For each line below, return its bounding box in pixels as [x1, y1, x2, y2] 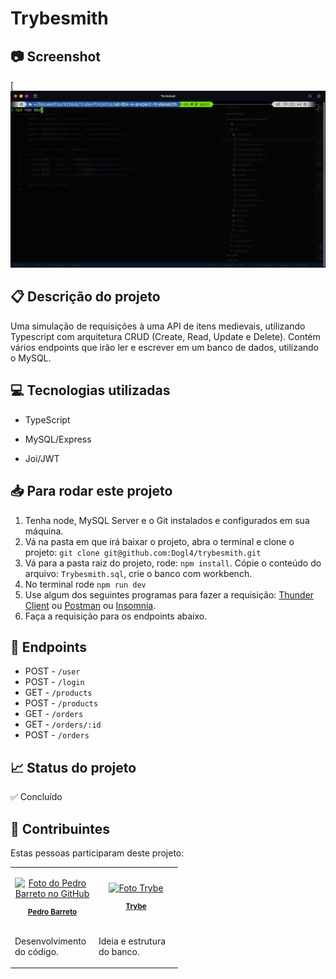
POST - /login [24, 676, 85, 688]
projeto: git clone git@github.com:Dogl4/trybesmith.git [24, 546, 262, 558]
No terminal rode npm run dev [24, 578, 147, 590]
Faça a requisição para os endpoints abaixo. [24, 610, 208, 622]
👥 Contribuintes [10, 820, 111, 837]
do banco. [98, 945, 140, 957]
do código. [14, 945, 59, 957]
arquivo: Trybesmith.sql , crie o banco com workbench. [24, 567, 253, 579]
